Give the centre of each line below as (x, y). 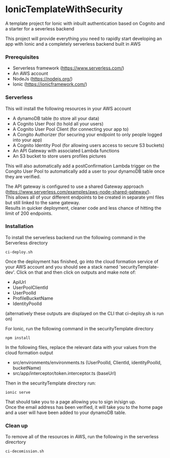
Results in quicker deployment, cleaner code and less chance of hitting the (83, 208)
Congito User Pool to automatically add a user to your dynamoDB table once (85, 171)
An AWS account (30, 73)
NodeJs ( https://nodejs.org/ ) (42, 79)
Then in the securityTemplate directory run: (51, 383)
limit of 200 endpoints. (29, 213)
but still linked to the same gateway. (43, 202)
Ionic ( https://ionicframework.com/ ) (50, 84)
